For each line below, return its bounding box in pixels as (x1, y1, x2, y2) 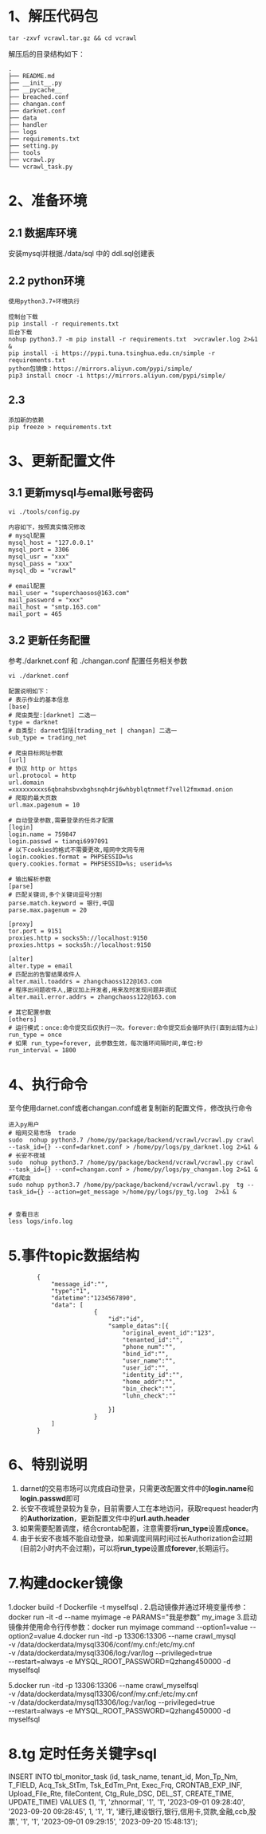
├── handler (8, 120, 48, 128)
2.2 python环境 (8, 274, 85, 288)
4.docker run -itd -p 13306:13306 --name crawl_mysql (57, 1631, 237, 1641)
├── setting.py (8, 141, 59, 150)
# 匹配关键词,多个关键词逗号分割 (8, 891, 102, 899)
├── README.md (8, 72, 56, 80)
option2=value (8, 1631, 56, 1641)
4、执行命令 (8, 1075, 88, 1094)
